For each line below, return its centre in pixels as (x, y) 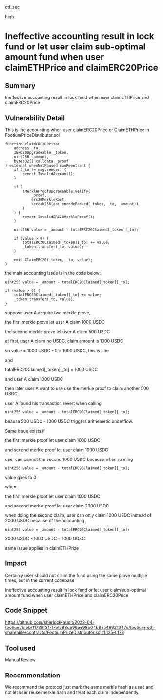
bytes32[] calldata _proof (41, 161)
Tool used (20, 648)
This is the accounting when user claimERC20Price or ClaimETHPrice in (77, 130)
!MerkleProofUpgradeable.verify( (57, 191)
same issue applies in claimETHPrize (42, 548)
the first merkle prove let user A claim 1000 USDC (55, 322)
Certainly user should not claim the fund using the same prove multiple (76, 575)
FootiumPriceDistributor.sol (32, 135)
